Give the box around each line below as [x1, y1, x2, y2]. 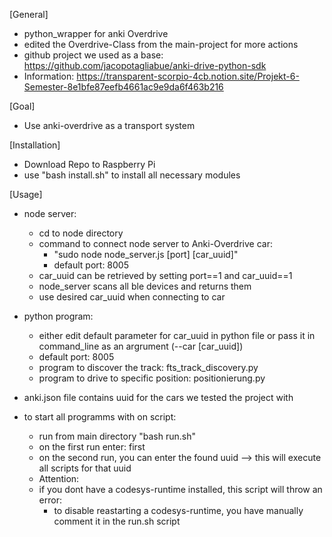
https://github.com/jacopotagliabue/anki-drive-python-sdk [23, 60, 267, 71]
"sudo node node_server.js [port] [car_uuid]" [53, 249, 239, 260]
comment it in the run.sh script [53, 515, 181, 527]
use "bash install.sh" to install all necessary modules [23, 169, 241, 181]
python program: [23, 310, 94, 322]
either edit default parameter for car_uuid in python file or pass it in [38, 330, 316, 341]
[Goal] [9, 100, 36, 112]
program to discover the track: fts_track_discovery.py [38, 362, 259, 373]
